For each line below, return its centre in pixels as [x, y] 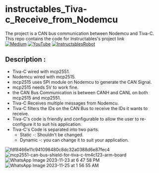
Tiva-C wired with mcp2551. [41, 71]
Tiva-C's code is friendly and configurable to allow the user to [76, 119]
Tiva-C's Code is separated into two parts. [56, 129]
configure [22, 124]
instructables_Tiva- [46, 9]
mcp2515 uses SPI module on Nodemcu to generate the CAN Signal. [82, 82]
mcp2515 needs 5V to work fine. [45, 87]
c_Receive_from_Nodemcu [61, 20]
